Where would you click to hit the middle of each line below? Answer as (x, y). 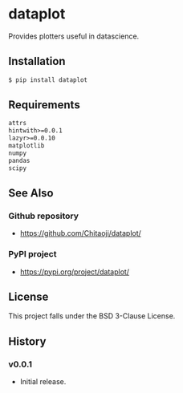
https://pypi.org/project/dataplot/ (75, 271)
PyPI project (33, 254)
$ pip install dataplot (48, 80)
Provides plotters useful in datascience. (74, 36)
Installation (37, 61)
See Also (31, 193)
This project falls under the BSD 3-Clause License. (92, 316)
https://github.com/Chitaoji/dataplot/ (81, 233)
